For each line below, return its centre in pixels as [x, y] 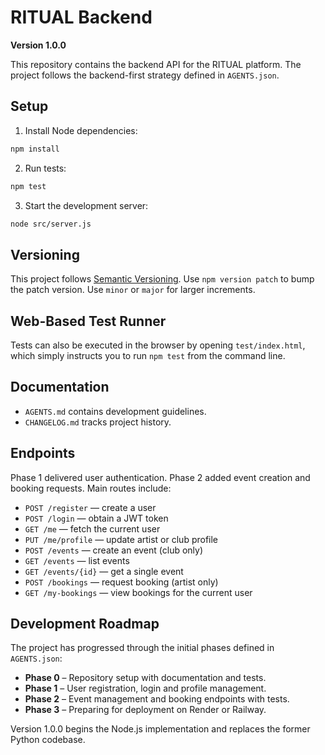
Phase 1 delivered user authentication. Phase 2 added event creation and [160, 477]
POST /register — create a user [90, 507]
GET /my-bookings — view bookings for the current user [138, 592]
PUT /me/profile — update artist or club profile [121, 539]
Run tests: [45, 168]
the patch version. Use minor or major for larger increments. [133, 290]
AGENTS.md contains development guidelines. [115, 411]
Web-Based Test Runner [88, 321]
